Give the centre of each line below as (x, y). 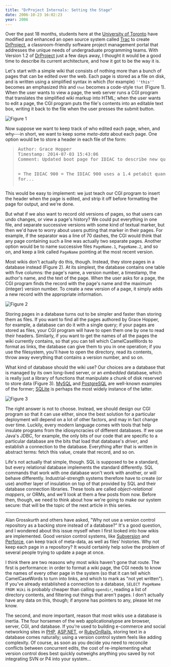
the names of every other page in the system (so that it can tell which (78, 573)
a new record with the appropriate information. (54, 294)
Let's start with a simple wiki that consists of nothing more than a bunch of (83, 71)
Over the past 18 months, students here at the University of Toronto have (82, 34)
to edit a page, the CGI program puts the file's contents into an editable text (84, 104)
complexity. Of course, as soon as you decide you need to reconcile (77, 643)
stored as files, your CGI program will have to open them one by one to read (85, 330)
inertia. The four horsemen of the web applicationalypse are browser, (78, 621)
